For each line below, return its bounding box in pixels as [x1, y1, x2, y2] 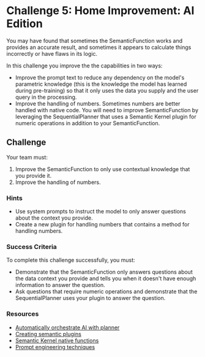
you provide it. [15, 172, 52, 179]
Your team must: [6, 153, 48, 161]
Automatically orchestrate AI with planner [15, 323, 120, 331]
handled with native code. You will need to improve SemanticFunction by [15, 106, 199, 113]
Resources [6, 310, 39, 318]
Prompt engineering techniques [15, 343, 95, 350]
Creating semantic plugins [15, 330, 81, 337]
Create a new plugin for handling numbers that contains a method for [15, 221, 190, 228]
